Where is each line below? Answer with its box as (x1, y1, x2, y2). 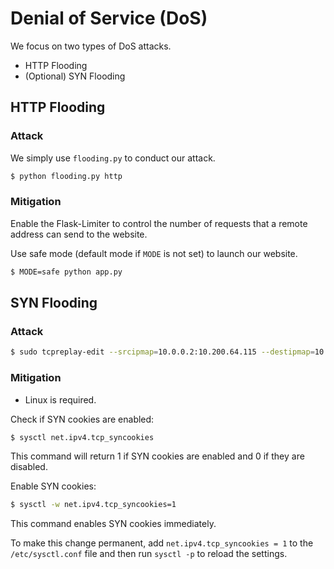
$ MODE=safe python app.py (10, 267, 123, 277)
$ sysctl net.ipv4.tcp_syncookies (10, 432, 155, 442)
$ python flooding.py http (10, 171, 123, 181)
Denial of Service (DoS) (10, 7, 208, 30)
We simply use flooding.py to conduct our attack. (10, 152, 216, 164)
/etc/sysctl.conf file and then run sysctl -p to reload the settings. (10, 548, 288, 560)
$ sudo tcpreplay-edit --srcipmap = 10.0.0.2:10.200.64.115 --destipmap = (10, 347, 315, 357)
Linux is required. (24, 393, 97, 406)
